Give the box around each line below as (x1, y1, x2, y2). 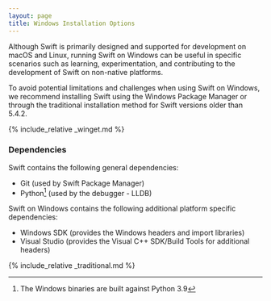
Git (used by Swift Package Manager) (19, 178, 145, 188)
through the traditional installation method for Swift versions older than (8, 100, 244, 110)
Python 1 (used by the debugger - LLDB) (19, 186, 152, 198)
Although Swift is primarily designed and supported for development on (8, 41, 247, 51)
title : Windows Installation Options (8, 19, 135, 27)
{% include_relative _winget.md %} (8, 124, 125, 134)
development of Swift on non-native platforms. (8, 67, 164, 77)
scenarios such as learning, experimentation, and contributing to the (8, 58, 236, 69)
